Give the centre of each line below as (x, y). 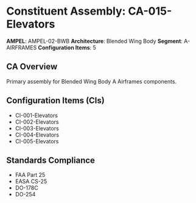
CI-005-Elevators (37, 141)
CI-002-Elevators (37, 122)
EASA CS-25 (31, 182)
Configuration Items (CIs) (55, 101)
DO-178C (26, 188)
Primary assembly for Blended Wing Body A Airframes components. (92, 81)
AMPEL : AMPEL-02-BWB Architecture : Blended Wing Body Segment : (94, 41)
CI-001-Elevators (36, 115)
